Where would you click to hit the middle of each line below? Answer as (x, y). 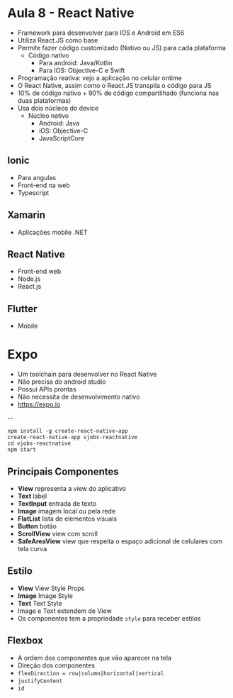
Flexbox (25, 641)
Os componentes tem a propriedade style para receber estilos (109, 618)
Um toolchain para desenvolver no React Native (87, 375)
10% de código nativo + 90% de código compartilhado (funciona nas (118, 93)
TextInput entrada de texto (57, 503)
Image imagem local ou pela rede (66, 511)
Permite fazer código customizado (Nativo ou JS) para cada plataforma (122, 48)
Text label (32, 496)
